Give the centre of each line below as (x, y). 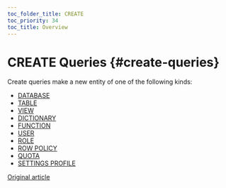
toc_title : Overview (38, 27)
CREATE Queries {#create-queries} (113, 62)
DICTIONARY (37, 118)
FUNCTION (34, 126)
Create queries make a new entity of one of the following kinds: (100, 82)
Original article (29, 177)
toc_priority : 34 (33, 21)
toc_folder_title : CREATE (45, 14)
